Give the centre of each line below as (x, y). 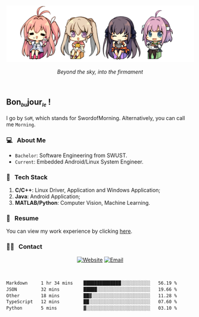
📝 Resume (22, 218)
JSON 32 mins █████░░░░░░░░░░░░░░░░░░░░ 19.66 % (92, 289)
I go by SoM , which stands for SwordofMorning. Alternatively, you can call (96, 118)
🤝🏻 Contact (24, 247)
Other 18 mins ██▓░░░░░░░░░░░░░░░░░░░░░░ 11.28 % (92, 296)
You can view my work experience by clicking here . (69, 231)
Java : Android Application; (47, 196)
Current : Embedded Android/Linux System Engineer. (79, 161)
